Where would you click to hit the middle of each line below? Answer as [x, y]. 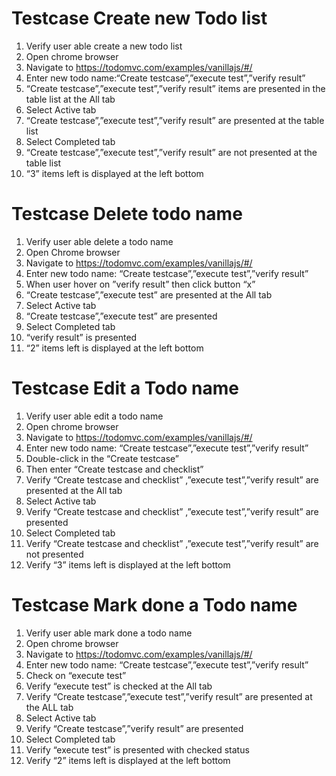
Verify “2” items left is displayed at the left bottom [128, 760]
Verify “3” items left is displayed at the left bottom [128, 564]
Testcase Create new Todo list [139, 18]
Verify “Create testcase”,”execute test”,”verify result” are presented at [169, 696]
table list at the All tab [70, 99]
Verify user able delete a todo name [99, 241]
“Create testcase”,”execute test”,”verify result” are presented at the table [175, 120]
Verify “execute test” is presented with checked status [137, 749]
